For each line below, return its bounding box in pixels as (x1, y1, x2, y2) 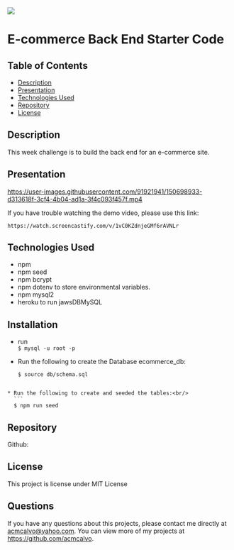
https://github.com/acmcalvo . (7, 534, 94, 542)
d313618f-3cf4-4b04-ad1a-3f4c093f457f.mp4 (7, 194, 143, 203)
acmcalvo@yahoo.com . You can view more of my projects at (7, 527, 185, 535)
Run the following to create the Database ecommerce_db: (17, 358, 186, 366)
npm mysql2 (17, 290, 55, 299)
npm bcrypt (17, 275, 52, 284)
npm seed (17, 268, 48, 276)
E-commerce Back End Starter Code (7, 31, 225, 48)
